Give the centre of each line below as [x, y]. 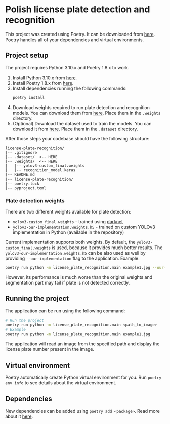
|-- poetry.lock [22, 184]
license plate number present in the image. [50, 349]
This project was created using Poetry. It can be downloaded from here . [80, 34]
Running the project [37, 298]
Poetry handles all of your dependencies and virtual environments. [75, 40]
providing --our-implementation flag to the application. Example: [73, 258]
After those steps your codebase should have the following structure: [77, 138]
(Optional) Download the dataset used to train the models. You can [82, 123]
